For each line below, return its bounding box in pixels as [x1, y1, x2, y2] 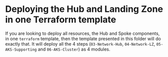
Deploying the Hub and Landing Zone [5, 3, 163, 15]
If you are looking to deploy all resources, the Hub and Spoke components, [5, 30, 160, 36]
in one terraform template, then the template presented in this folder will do [5, 36, 161, 42]
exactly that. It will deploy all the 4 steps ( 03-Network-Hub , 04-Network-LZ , [5, 41, 155, 47]
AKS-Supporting [5, 47, 37, 52]
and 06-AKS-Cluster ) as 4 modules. [38, 46, 110, 52]
